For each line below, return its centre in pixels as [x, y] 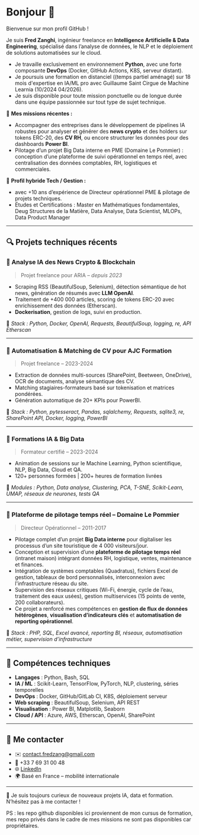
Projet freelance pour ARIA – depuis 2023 [71, 275]
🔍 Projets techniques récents [62, 242]
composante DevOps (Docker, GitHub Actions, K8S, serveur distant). [99, 70]
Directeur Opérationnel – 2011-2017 [63, 528]
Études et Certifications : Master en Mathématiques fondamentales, [97, 205]
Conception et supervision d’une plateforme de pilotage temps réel [97, 552]
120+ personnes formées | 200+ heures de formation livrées [89, 476]
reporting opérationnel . [44, 621]
